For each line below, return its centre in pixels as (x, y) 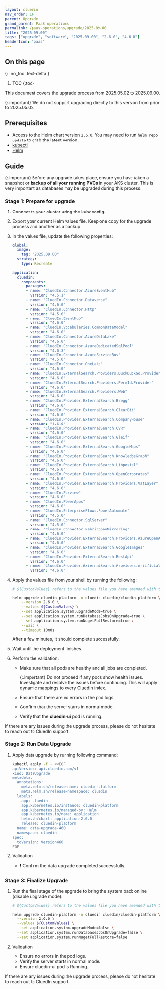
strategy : (27, 259)
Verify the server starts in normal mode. (60, 961)
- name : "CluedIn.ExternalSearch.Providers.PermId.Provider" (90, 383)
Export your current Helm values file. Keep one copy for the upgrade (82, 221)
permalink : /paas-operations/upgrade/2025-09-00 (56, 28)
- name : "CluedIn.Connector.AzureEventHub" (71, 291)
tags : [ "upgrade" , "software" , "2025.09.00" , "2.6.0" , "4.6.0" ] (72, 37)
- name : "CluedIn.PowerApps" (55, 502)
